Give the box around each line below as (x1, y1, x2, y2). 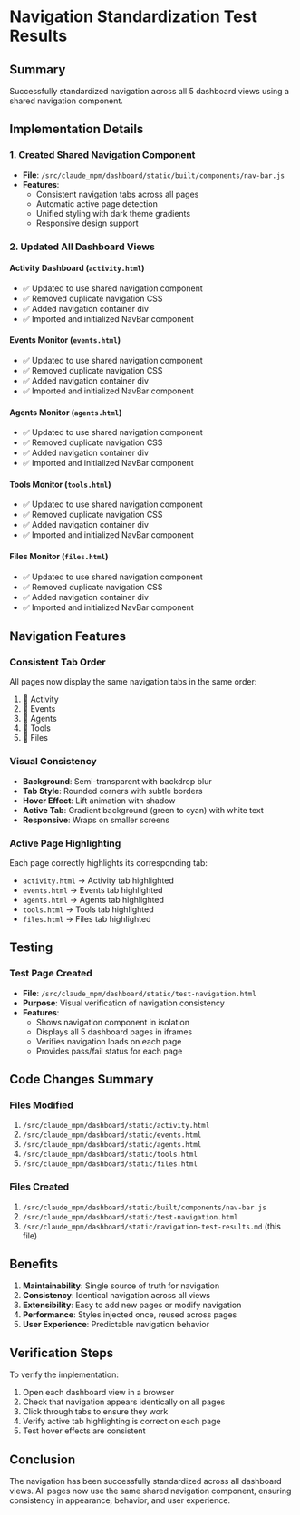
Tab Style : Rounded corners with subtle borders (22, 785, 203, 796)
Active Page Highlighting (9, 837, 121, 850)
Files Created (9, 1180, 70, 1193)
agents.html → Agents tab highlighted (22, 894, 165, 905)
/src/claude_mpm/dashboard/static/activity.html (22, 1122, 210, 1131)
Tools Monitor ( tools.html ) (9, 479, 111, 490)
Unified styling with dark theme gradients (35, 208, 191, 219)
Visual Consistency (9, 755, 97, 768)
